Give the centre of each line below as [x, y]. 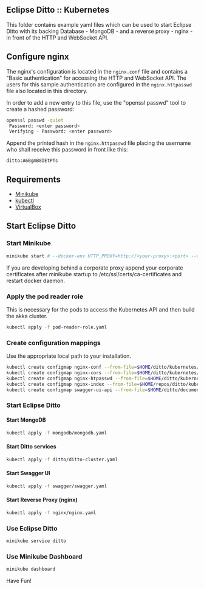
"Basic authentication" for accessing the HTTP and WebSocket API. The [97, 78]
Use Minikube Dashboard [44, 556]
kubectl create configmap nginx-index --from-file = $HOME [80, 384]
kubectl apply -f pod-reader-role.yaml [57, 327]
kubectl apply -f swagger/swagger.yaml [57, 486]
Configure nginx [38, 57]
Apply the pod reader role [45, 296]
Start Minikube [29, 243]
